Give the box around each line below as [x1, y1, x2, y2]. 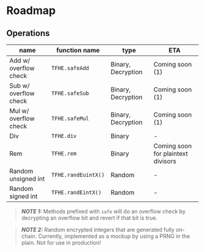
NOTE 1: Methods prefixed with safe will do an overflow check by [21, 208, 186, 215]
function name [56, 46, 100, 54]
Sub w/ [9, 82, 30, 90]
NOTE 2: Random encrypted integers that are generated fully [21, 226, 175, 233]
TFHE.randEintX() [51, 189, 102, 196]
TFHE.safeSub [51, 90, 90, 96]
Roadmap [6, 4, 56, 18]
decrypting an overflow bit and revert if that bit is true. [21, 214, 157, 221]
